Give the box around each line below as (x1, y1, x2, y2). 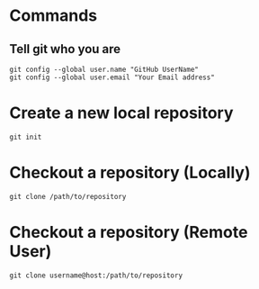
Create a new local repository (9, 103, 234, 123)
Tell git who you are (9, 41, 121, 57)
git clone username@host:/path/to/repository (9, 271, 183, 280)
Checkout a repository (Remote (9, 222, 248, 243)
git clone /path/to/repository (9, 192, 127, 201)
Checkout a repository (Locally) (9, 163, 251, 183)
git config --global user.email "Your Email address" (9, 73, 216, 82)
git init (9, 132, 42, 141)
